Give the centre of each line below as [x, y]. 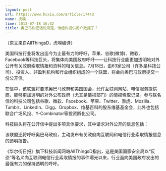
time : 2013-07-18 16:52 [30, 24]
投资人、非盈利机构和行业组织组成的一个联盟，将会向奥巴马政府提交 [85, 72]
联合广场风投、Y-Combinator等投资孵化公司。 [52, 114]
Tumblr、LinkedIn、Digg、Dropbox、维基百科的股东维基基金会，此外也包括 [82, 108]
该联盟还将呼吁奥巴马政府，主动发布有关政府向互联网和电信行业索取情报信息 [83, 135]
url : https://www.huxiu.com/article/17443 [50, 14]
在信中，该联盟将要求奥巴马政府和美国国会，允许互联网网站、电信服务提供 [81, 89]
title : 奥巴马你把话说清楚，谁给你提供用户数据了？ [52, 28]
